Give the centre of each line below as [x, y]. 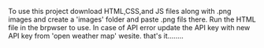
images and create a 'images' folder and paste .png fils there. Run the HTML [132, 19]
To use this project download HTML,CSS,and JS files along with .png [120, 11]
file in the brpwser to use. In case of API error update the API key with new [129, 27]
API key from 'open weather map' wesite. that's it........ [96, 36]
